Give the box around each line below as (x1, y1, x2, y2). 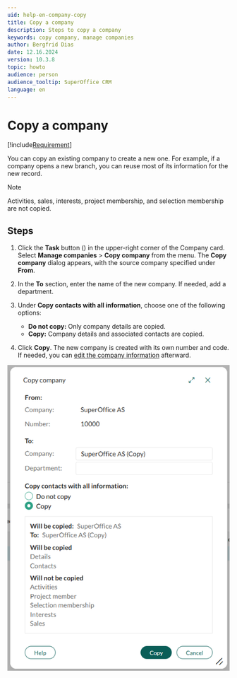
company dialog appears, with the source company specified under (17, 259, 216, 267)
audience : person (7, 71, 59, 78)
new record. (7, 170, 42, 178)
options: (17, 308, 42, 317)
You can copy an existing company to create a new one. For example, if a (7, 154, 221, 163)
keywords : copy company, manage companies (7, 34, 134, 41)
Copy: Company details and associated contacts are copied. (28, 329, 205, 339)
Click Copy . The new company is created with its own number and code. (17, 344, 229, 352)
